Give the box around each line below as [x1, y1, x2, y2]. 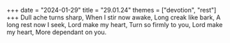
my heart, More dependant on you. [6, 28, 107, 36]
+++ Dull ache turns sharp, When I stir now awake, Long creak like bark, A [6, 13, 221, 21]
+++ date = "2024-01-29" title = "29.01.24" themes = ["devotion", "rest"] [6, 6, 217, 14]
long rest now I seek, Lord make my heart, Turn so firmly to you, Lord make [6, 21, 223, 28]
